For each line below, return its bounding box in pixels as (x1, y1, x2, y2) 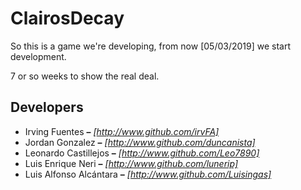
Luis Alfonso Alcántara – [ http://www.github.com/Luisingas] (24, 168, 272, 180)
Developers (10, 99, 84, 116)
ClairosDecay (10, 7, 125, 30)
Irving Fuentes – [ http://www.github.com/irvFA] (24, 125, 220, 137)
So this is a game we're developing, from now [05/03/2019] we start (10, 40, 292, 52)
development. (10, 50, 67, 62)
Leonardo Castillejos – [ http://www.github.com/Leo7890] (24, 147, 260, 159)
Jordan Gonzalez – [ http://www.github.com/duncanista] (24, 136, 256, 148)
